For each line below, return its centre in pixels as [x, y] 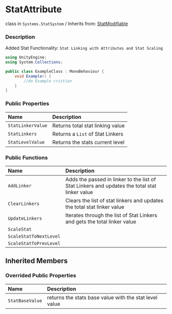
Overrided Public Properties [41, 276]
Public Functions [27, 157]
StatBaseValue [25, 300]
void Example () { [33, 76]
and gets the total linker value [101, 221]
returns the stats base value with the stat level [102, 297]
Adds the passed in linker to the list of [111, 179]
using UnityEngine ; [26, 57]
